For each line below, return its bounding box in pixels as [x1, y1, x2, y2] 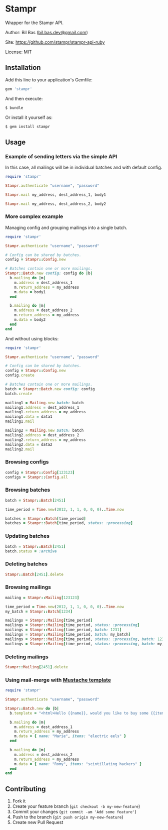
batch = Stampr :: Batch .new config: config [5, 386, 95, 392]
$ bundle [5, 105, 23, 110]
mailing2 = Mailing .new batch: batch [5, 428, 84, 433]
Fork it [12, 798, 26, 804]
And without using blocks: [5, 335, 59, 341]
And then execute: [5, 95, 43, 101]
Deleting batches [5, 560, 48, 567]
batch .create [5, 391, 32, 396]
